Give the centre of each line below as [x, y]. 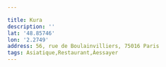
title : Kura [25, 20]
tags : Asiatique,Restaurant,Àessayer [63, 53]
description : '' [31, 26]
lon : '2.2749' [28, 39]
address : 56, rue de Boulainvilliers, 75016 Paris [83, 47]
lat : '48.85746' [31, 33]
